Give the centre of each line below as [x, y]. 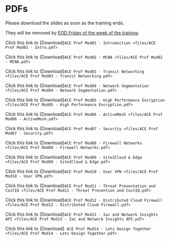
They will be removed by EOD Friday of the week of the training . [72, 33]
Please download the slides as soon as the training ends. [65, 23]
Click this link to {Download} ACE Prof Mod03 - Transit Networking [75, 71]
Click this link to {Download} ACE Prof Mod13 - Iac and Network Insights [82, 214]
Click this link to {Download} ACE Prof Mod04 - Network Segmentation [77, 85]
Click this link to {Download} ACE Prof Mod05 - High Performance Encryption [85, 100]
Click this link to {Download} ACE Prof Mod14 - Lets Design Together [78, 228]
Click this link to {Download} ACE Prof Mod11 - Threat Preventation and [81, 186]
